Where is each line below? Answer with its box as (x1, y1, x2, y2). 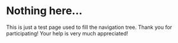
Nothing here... (6, 4, 83, 18)
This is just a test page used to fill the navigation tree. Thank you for (6, 24, 173, 31)
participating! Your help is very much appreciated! (6, 29, 129, 37)
